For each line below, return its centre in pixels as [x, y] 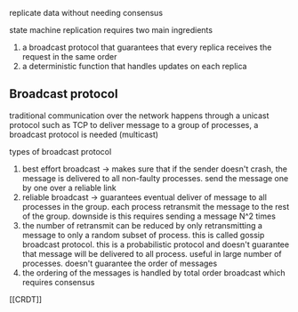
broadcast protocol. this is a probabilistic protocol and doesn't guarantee [156, 244]
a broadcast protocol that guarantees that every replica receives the [147, 47]
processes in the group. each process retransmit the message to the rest [156, 206]
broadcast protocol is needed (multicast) [84, 134]
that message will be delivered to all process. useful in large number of [152, 253]
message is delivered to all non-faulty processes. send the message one [155, 178]
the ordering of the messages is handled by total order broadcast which [153, 272]
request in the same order [69, 56]
